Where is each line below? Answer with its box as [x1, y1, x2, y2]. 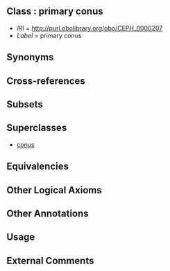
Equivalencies [6, 161, 69, 173]
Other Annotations [6, 207, 89, 219]
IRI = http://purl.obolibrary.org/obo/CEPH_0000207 [16, 24, 163, 32]
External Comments [6, 254, 94, 266]
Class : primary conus [6, 6, 103, 17]
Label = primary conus [16, 31, 82, 40]
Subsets [6, 98, 43, 110]
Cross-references [6, 75, 86, 87]
